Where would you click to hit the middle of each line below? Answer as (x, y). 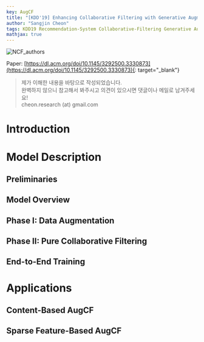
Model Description (54, 157)
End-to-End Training (46, 262)
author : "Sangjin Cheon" (38, 23)
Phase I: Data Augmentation (60, 220)
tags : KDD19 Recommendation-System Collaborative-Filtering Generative (99, 29)
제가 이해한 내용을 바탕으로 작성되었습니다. (72, 83)
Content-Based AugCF (50, 310)
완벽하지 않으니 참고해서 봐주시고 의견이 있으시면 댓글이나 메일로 (97, 90)
